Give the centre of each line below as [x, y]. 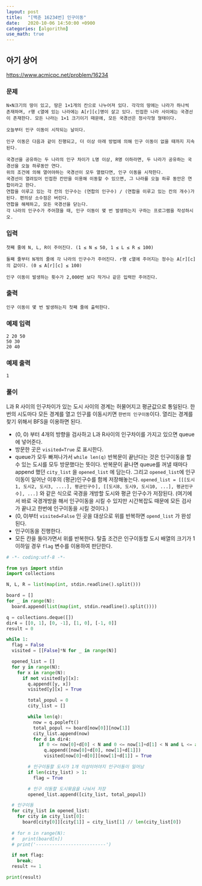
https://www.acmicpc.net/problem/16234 [57, 75]
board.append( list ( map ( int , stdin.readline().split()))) [84, 606]
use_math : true [25, 34]
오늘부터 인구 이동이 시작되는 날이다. [46, 130]
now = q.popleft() [56, 722]
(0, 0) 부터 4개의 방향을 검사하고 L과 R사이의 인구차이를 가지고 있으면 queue [105, 434]
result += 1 [27, 867]
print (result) [24, 878]
